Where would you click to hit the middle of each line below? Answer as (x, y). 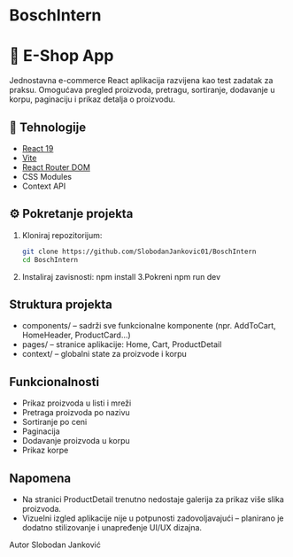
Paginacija (41, 431)
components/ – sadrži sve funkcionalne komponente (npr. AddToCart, (149, 326)
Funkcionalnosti (54, 382)
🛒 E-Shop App (62, 56)
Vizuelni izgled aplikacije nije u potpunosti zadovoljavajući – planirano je (153, 518)
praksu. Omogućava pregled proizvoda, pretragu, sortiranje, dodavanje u (142, 90)
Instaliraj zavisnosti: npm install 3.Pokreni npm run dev (121, 276)
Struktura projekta (61, 304)
